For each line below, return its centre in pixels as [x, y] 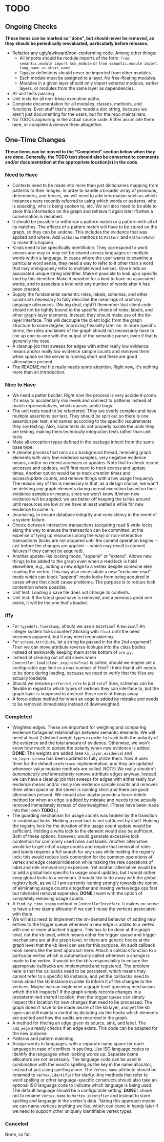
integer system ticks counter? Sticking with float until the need [76, 631]
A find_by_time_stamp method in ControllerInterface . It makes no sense [85, 903]
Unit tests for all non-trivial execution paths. [56, 99]
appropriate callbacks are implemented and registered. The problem [81, 966]
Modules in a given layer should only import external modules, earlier [89, 83]
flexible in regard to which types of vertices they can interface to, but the [85, 688]
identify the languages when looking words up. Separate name [75, 1054]
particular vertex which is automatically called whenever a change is [81, 955]
